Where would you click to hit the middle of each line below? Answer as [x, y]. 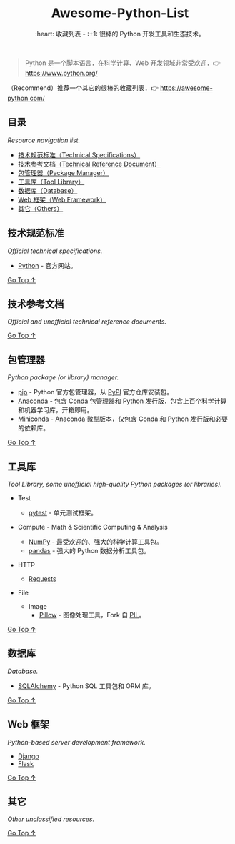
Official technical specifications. [55, 251]
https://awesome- [186, 88]
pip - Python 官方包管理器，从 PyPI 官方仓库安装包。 [95, 392]
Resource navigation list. [44, 140]
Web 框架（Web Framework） [62, 199]
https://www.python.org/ [61, 73]
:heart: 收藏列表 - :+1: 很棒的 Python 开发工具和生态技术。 [120, 34]
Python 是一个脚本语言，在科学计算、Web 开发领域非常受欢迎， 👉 [123, 63]
